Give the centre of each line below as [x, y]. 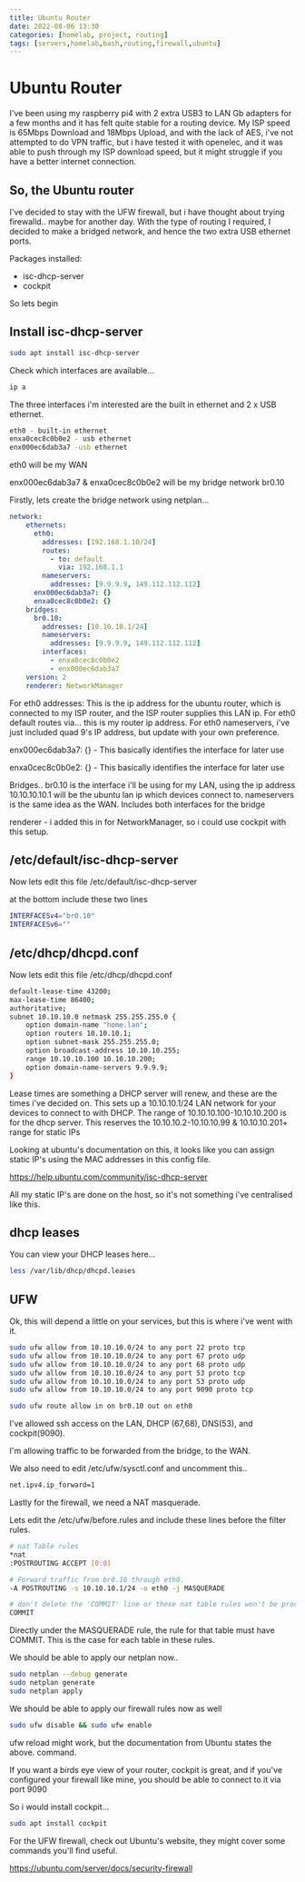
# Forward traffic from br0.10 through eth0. [97, 1579]
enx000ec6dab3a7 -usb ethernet [69, 448]
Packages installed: [46, 259]
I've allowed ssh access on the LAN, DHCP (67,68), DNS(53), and [131, 1424]
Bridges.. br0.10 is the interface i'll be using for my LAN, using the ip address [152, 785]
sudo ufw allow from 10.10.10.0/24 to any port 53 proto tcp [128, 1373]
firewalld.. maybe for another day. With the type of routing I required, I [140, 222]
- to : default [76, 559]
